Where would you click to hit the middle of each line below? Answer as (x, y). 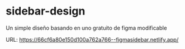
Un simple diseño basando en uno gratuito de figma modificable (86, 28)
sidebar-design (45, 11)
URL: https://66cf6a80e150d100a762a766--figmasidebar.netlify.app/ (92, 39)
